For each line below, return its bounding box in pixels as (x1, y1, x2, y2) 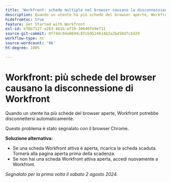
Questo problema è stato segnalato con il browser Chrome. (5, 125, 129, 131)
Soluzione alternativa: (5, 135, 53, 141)
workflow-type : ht (5, 36, 44, 41)
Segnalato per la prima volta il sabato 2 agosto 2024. (5, 171, 118, 177)
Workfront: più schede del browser (5, 72, 156, 83)
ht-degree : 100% (5, 45, 40, 50)
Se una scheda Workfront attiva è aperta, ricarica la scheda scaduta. (12, 145, 157, 151)
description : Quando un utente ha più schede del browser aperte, (5, 12, 149, 17)
